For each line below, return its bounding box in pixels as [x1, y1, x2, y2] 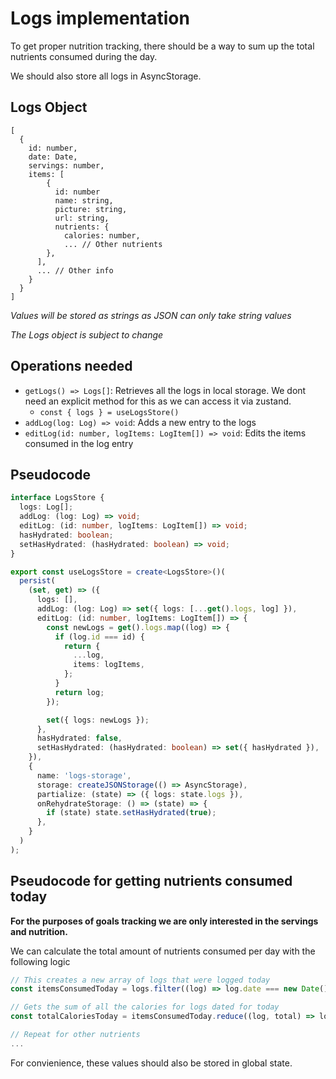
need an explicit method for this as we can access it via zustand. [24, 395, 292, 407]
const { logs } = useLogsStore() [39, 407, 180, 417]
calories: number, [63, 230, 141, 241]
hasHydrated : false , [36, 733, 123, 744]
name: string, [54, 195, 114, 206]
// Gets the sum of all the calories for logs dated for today [10, 1002, 280, 1012]
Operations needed [10, 358, 133, 375]
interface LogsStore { [10, 493, 105, 503]
